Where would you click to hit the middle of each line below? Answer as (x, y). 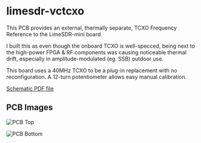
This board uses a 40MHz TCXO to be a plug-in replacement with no (92, 70)
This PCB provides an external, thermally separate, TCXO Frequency (92, 28)
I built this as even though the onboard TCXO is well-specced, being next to (101, 46)
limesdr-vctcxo (45, 11)
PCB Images (30, 108)
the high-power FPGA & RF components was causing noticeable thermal (96, 52)
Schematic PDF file (30, 88)
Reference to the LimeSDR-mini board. (54, 34)
